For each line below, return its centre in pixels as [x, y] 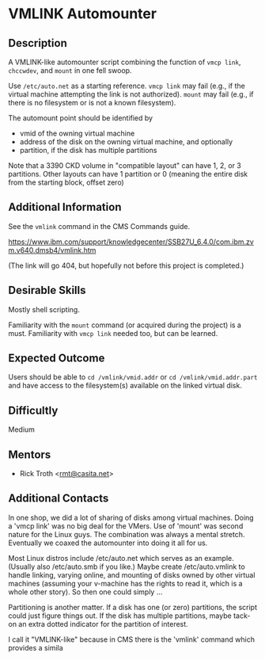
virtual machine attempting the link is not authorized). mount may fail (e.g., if [131, 94]
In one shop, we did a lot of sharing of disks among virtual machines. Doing [131, 517]
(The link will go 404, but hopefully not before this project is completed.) [126, 265]
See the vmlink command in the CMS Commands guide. [99, 226]
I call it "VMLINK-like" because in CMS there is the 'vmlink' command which [132, 639]
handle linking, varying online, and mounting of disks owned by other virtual [132, 574]
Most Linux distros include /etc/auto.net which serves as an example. [121, 558]
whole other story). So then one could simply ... [85, 592]
